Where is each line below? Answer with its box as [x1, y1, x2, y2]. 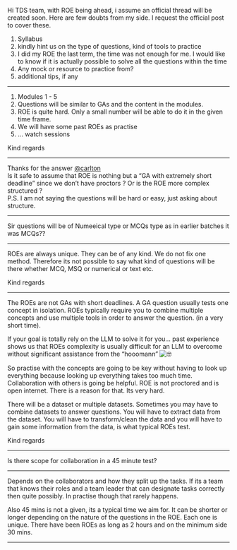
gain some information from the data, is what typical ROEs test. [7, 423, 190, 431]
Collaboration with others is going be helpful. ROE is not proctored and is [7, 379, 219, 387]
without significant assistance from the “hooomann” [7, 349, 159, 358]
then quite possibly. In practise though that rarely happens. [7, 492, 178, 500]
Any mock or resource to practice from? [17, 65, 134, 73]
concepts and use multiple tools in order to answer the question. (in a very [7, 313, 224, 322]
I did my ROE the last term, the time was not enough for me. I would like [17, 49, 226, 58]
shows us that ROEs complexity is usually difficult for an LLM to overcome [7, 342, 223, 350]
